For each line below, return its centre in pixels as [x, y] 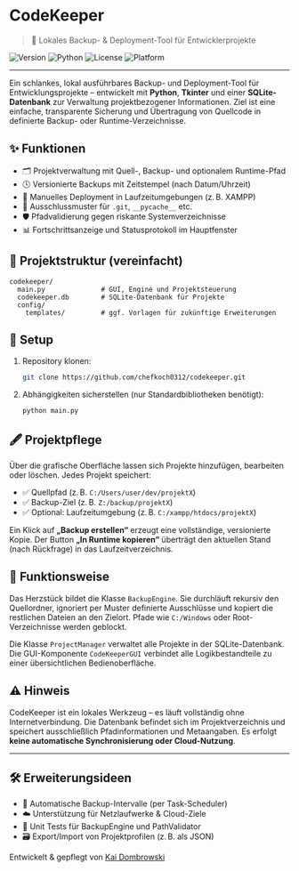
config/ [32, 305]
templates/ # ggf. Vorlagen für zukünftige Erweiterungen [151, 312]
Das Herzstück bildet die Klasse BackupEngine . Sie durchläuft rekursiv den [144, 598]
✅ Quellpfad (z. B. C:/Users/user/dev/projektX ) [109, 492]
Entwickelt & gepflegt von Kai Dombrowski [87, 857]
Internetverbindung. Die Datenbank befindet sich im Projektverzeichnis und [147, 722]
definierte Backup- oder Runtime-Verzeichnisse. [98, 120]
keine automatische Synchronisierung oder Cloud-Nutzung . [122, 740]
